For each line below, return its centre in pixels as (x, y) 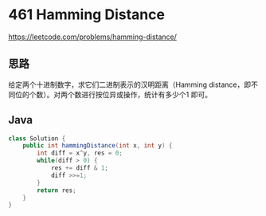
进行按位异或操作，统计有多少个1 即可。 (147, 94)
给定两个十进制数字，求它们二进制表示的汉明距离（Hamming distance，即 (130, 84)
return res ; (57, 190)
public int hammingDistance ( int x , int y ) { (98, 146)
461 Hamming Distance (87, 15)
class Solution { (37, 138)
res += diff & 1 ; (80, 168)
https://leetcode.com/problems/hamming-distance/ (93, 37)
